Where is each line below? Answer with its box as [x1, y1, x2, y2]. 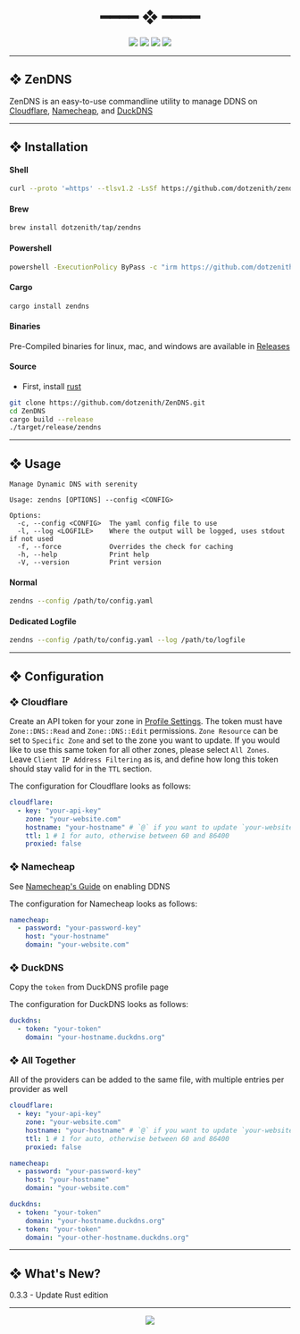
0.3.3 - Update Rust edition [9, 1289, 109, 1301]
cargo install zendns [9, 302, 90, 311]
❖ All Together [9, 1054, 76, 1066]
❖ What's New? [9, 1266, 101, 1281]
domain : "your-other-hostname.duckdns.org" [25, 1233, 190, 1242]
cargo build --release [9, 414, 94, 424]
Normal [9, 577, 37, 588]
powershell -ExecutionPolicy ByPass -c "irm [9, 263, 178, 271]
